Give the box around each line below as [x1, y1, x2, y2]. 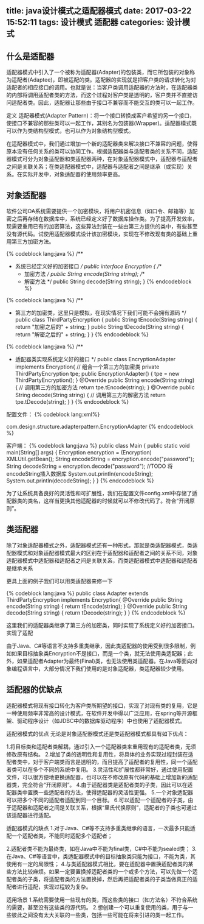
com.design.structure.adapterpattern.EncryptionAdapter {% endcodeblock [6, 423, 194, 431]
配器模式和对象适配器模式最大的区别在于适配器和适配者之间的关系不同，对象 [6, 549, 198, 556]
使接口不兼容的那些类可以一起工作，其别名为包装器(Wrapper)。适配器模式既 [6, 119, 197, 127]
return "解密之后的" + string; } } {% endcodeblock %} [15, 331, 149, 338]
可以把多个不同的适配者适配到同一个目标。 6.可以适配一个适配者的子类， [6, 796, 188, 803]
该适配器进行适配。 [6, 811, 55, 819]
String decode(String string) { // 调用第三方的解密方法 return [15, 392, 166, 399]
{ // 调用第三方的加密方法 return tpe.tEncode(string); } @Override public [15, 384, 195, 391]
